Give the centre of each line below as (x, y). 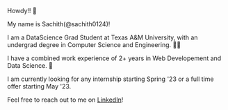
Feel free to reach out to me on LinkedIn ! (65, 100)
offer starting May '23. (39, 86)
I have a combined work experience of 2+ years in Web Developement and (114, 58)
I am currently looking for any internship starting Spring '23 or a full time (111, 79)
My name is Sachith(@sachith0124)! (59, 24)
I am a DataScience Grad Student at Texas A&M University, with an (103, 37)
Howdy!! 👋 (22, 11)
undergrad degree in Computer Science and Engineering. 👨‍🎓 (94, 45)
